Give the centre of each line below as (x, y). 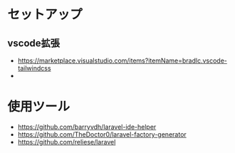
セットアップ (45, 15)
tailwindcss (34, 68)
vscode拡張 (34, 43)
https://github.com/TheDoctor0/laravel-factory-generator (102, 134)
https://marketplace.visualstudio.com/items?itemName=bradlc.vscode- (122, 60)
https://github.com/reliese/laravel (67, 142)
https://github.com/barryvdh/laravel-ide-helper (87, 127)
